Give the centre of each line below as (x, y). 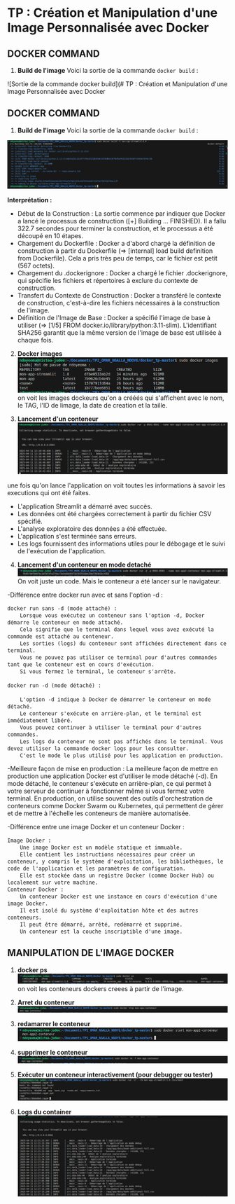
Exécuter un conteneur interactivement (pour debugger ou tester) (115, 1074)
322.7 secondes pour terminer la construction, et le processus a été (115, 228)
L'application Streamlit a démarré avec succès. (85, 506)
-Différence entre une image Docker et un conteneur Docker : (96, 826)
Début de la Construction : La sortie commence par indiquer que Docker (121, 214)
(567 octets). (36, 266)
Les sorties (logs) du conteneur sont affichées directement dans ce (123, 643)
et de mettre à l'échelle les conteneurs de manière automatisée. (99, 813)
